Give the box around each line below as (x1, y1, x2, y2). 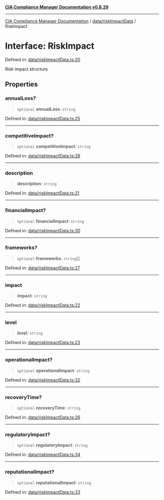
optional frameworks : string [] (17, 255, 80, 261)
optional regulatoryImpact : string (17, 442, 88, 448)
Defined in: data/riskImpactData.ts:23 (5, 340, 81, 346)
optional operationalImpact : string (17, 368, 90, 373)
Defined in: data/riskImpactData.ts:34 (5, 452, 81, 457)
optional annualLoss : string (17, 106, 76, 112)
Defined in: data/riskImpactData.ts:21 (5, 190, 80, 196)
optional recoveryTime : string (17, 405, 81, 411)
